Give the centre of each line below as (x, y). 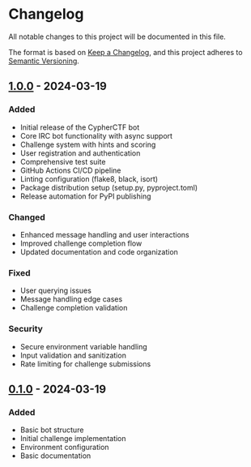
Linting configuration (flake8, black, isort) (89, 178)
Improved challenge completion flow (81, 243)
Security (26, 329)
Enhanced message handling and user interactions (104, 234)
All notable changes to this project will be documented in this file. (117, 36)
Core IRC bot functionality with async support (96, 135)
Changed (27, 217)
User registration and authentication (80, 153)
